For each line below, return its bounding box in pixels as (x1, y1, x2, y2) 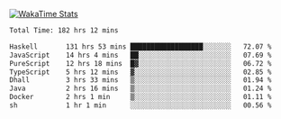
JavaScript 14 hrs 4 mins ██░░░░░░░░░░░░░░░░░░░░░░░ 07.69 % (9, 50, 272, 59)
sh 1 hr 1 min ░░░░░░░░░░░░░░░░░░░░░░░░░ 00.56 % (9, 101, 272, 110)
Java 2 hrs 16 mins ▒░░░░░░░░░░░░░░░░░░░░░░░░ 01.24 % (9, 84, 272, 94)
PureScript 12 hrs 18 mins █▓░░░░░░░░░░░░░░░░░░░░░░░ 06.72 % (9, 59, 272, 68)
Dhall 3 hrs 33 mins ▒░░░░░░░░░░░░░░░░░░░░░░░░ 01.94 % (9, 76, 272, 85)
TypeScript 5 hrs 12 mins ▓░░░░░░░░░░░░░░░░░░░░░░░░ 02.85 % (9, 68, 272, 77)
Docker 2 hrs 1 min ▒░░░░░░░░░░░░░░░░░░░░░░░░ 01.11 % (9, 93, 272, 102)
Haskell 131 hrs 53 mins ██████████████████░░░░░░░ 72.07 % (9, 41, 272, 51)
